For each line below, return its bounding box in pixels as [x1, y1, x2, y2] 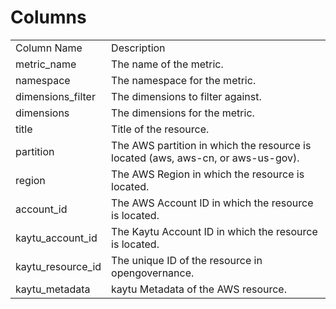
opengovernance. [111, 266, 195, 280]
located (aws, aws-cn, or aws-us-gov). [111, 151, 300, 165]
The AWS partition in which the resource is [111, 138, 312, 152]
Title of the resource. [111, 122, 210, 136]
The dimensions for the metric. [111, 106, 255, 120]
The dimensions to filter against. [111, 89, 262, 103]
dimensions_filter [15, 89, 96, 103]
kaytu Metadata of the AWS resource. [111, 282, 287, 296]
